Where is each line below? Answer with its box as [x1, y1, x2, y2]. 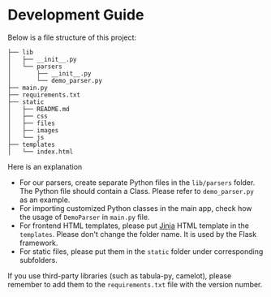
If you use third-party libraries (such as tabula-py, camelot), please [7, 270, 232, 281]
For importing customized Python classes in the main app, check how [19, 203, 252, 213]
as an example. [19, 195, 71, 204]
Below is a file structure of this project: [7, 32, 137, 42]
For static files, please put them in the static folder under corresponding [19, 246, 264, 256]
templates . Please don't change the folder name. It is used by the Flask [19, 229, 257, 239]
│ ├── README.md [7, 105, 70, 113]
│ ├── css [7, 112, 48, 120]
